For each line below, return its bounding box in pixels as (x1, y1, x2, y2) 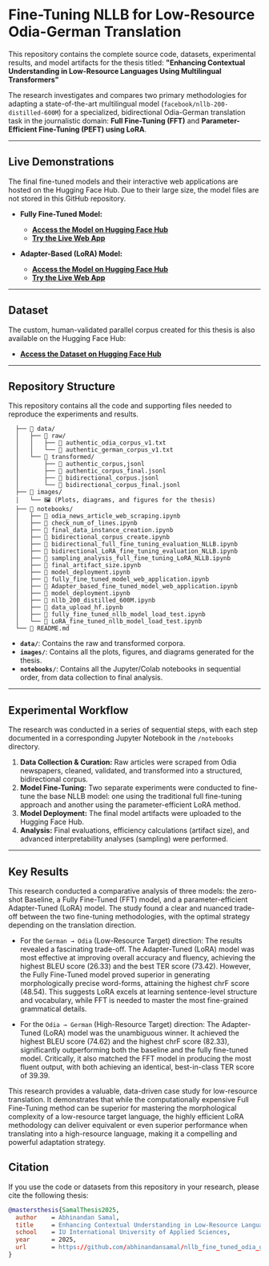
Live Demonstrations (8, 155, 114, 169)
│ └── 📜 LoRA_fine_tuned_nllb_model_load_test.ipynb (15, 618, 203, 626)
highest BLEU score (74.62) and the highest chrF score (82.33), (19, 1037, 230, 1046)
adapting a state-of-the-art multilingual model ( (8, 99, 164, 108)
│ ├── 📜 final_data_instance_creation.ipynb (15, 526, 174, 534)
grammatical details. (19, 1004, 87, 1013)
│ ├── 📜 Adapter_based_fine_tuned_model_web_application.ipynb (15, 582, 239, 590)
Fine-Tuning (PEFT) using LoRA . (38, 124, 147, 134)
